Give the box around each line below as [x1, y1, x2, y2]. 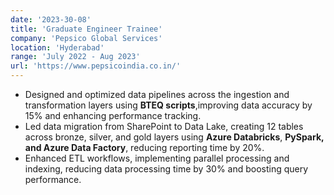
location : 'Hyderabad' [10, 42, 105, 53]
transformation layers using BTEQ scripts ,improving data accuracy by [24, 99, 313, 111]
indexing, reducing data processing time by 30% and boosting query [24, 163, 309, 175]
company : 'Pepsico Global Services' [10, 33, 163, 43]
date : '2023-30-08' [10, 14, 92, 25]
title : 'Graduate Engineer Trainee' [10, 24, 163, 34]
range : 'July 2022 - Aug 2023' [10, 52, 141, 62]
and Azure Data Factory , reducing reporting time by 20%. [24, 142, 265, 153]
